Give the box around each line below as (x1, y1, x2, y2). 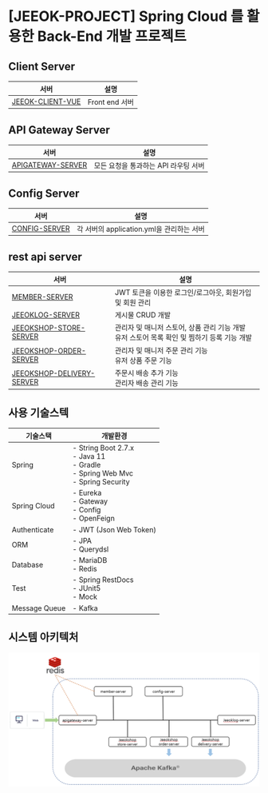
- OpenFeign (72, 513, 116, 524)
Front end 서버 (87, 97, 134, 106)
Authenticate (11, 524, 54, 534)
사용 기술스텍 (8, 405, 69, 420)
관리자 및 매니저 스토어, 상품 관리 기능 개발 (114, 323, 246, 333)
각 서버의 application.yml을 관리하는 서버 (77, 224, 205, 233)
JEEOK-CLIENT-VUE (11, 97, 81, 106)
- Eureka (72, 488, 102, 498)
